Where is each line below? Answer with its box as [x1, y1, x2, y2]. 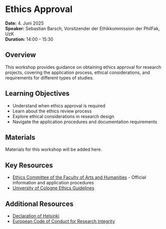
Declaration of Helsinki [12, 213, 59, 219]
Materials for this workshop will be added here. [5, 147, 102, 153]
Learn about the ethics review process [12, 108, 92, 114]
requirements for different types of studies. [5, 74, 94, 81]
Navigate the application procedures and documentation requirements [12, 119, 157, 125]
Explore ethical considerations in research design [12, 113, 114, 119]
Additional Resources [5, 199, 73, 208]
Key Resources [5, 161, 53, 169]
